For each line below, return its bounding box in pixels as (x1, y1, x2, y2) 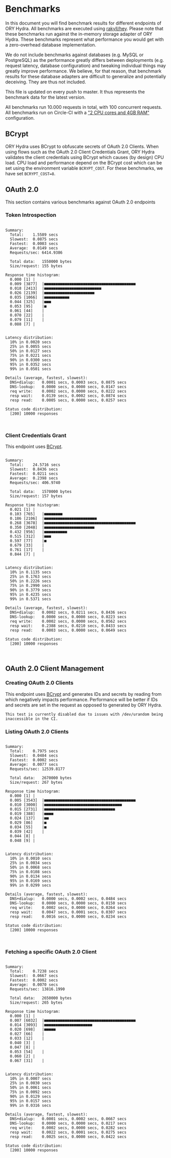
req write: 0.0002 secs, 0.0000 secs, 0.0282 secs (10, 1125, 127, 1130)
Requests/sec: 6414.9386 (10, 250, 63, 255)
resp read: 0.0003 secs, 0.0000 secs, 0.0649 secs (10, 628, 127, 633)
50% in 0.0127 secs (10, 348, 52, 353)
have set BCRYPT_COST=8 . (5, 170, 56, 176)
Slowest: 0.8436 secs (10, 467, 58, 472)
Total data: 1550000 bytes (10, 259, 72, 264)
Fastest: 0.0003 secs (10, 241, 58, 246)
